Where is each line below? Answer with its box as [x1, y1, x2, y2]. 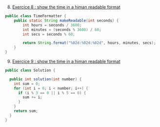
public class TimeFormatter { [5, 14, 67, 19]
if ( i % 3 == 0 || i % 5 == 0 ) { [18, 90, 86, 95]
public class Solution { [5, 68, 56, 73]
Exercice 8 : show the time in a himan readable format [12, 4, 120, 10]
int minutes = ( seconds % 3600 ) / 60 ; [22, 27, 101, 32]
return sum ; [14, 108, 38, 113]
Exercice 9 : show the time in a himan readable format [12, 59, 120, 64]
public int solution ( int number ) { [9, 77, 82, 82]
